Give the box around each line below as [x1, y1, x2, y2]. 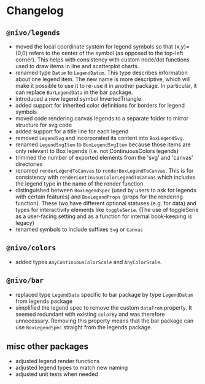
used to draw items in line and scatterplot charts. [15, 63, 139, 69]
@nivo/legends [6, 28, 60, 37]
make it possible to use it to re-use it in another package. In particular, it [15, 82, 198, 89]
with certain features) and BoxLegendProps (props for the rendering [15, 193, 183, 200]
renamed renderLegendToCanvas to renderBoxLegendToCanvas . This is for [15, 167, 194, 174]
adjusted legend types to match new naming [15, 364, 128, 372]
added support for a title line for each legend [15, 128, 129, 135]
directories [15, 160, 43, 168]
